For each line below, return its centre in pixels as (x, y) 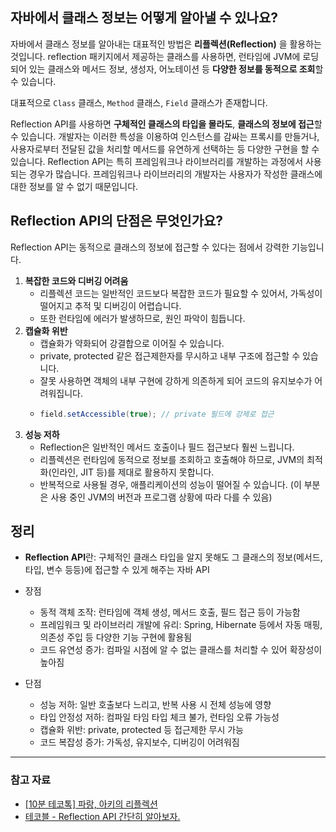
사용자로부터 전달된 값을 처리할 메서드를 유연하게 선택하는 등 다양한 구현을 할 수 (165, 149)
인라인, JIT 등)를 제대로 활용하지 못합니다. (133, 472)
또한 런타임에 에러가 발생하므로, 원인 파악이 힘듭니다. (142, 318)
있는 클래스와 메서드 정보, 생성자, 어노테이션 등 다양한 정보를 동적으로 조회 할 (176, 69)
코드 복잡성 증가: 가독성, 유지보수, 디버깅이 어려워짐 (139, 742)
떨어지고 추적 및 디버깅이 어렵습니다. (110, 305)
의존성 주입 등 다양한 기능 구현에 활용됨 (116, 637)
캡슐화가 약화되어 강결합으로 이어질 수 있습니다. (132, 343)
